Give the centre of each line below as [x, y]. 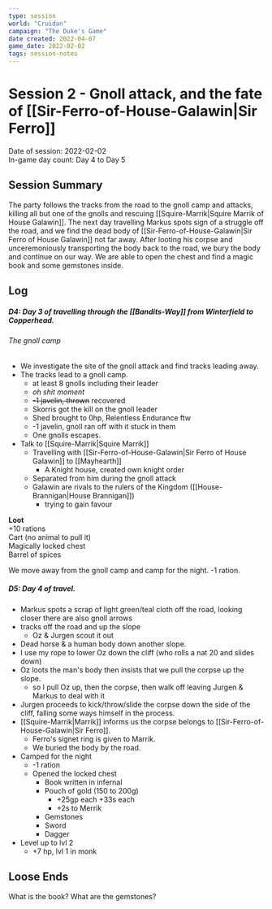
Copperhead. [32, 320]
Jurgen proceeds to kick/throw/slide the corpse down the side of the [135, 704]
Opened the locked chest [75, 773]
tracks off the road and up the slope [80, 626]
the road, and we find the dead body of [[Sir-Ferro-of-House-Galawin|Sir [130, 231]
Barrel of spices [35, 555]
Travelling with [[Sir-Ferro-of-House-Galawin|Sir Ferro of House [139, 452]
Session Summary [56, 185]
